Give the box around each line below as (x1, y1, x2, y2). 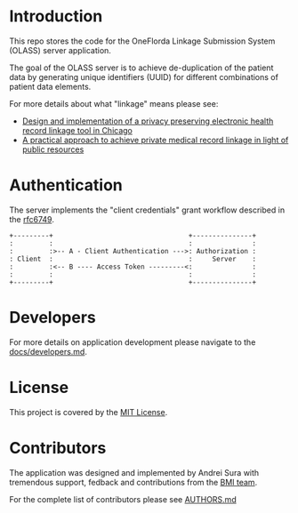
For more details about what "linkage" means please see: (9, 98, 219, 108)
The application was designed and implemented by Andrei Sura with (9, 467, 260, 477)
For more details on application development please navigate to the (9, 336, 256, 348)
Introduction (9, 6, 103, 27)
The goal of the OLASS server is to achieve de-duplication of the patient (9, 62, 274, 73)
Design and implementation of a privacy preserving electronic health (21, 116, 274, 126)
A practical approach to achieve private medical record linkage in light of (21, 134, 289, 145)
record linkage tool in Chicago (21, 124, 133, 135)
